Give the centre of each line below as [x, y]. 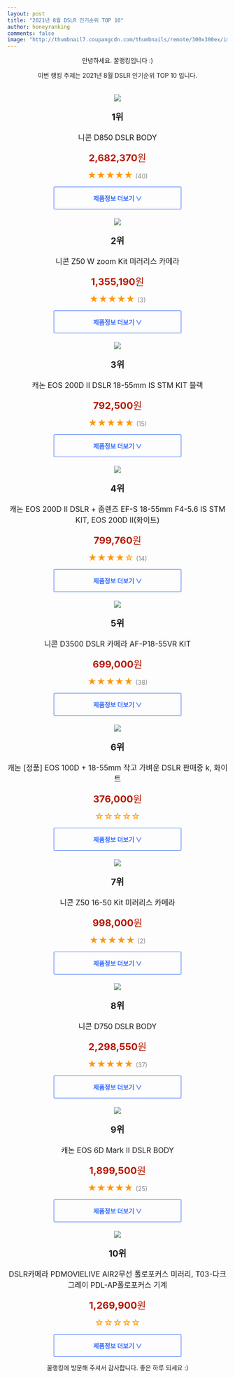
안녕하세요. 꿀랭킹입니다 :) [117, 61]
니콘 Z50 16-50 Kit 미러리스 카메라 [117, 903]
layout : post [26, 14]
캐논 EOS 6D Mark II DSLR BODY [117, 1150]
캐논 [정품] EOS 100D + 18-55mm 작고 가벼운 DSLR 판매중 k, [109, 768]
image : [17, 40]
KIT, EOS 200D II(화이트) [117, 520]
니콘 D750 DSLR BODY [117, 1026]
